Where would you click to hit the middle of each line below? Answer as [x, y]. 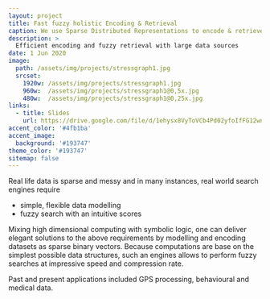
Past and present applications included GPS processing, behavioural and [129, 280]
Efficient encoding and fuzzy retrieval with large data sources [127, 46]
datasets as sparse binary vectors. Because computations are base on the [131, 247]
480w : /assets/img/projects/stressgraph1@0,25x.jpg [113, 98]
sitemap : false [34, 158]
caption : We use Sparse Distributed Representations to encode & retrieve [136, 31]
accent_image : [32, 135]
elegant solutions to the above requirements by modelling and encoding [127, 238]
